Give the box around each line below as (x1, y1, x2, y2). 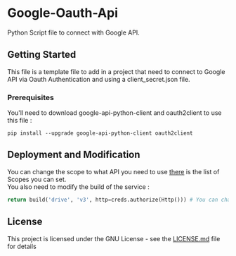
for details (7, 242, 37, 250)
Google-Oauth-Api (7, 5, 118, 21)
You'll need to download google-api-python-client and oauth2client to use (7, 109, 222, 117)
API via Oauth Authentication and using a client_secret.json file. (7, 75, 191, 83)
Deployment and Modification (7, 149, 140, 161)
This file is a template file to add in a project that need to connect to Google (7, 67, 225, 75)
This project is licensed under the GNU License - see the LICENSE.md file (7, 234, 221, 243)
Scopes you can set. (7, 175, 67, 183)
